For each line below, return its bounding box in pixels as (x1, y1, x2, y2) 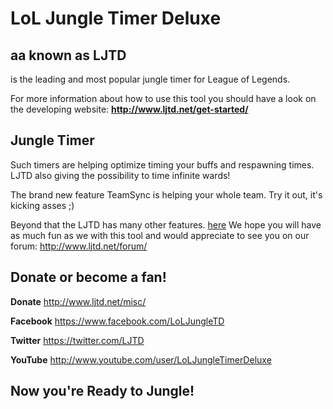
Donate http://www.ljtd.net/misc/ (10, 295, 147, 307)
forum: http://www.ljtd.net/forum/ (10, 240, 148, 252)
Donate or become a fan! (10, 269, 167, 286)
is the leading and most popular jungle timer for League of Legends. (10, 73, 291, 85)
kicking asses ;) (10, 199, 75, 211)
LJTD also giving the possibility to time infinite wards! (10, 169, 231, 181)
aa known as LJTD (10, 47, 127, 64)
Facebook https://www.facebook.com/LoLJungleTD (10, 315, 225, 327)
